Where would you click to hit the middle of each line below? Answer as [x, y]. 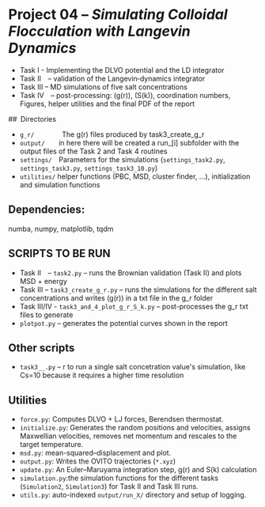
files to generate [46, 315]
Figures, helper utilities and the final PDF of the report [107, 104]
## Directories [32, 119]
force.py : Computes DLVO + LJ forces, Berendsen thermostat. [121, 419]
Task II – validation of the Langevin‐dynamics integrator [112, 78]
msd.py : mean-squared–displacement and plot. [95, 453]
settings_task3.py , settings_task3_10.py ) [89, 168]
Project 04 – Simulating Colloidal [118, 15]
